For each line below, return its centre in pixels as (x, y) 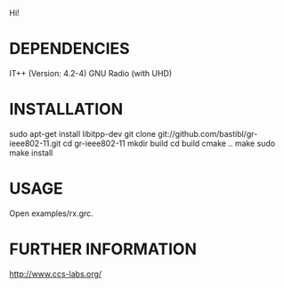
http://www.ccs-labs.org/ (56, 274)
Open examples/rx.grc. (51, 213)
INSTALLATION (66, 109)
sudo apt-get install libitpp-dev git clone (83, 133)
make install (31, 152)
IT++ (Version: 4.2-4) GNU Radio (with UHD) (91, 73)
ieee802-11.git (35, 143)
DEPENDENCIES (70, 49)
